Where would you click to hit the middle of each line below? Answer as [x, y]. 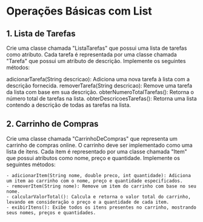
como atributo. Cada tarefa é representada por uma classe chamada [92, 55]
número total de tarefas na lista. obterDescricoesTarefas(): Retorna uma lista [101, 99]
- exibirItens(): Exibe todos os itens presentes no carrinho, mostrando [101, 207]
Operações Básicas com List [79, 11]
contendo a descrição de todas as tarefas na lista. [69, 105]
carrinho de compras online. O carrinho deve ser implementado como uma [99, 145]
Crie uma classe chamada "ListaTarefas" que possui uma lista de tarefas [97, 48]
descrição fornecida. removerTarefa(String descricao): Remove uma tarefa [99, 86]
